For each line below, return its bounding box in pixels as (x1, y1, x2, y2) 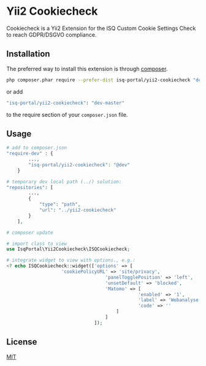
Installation (6, 49, 50, 59)
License (6, 337, 37, 347)
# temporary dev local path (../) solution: (6, 179, 122, 185)
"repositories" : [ (6, 184, 53, 190)
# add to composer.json (6, 145, 67, 151)
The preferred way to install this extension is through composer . (6, 65, 168, 72)
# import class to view (6, 241, 67, 247)
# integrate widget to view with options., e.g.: (6, 257, 136, 264)
